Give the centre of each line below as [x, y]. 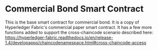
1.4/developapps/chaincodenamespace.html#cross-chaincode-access [76, 42]
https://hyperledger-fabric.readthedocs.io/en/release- [59, 37]
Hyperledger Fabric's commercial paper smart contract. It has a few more [79, 27]
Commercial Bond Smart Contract [74, 9]
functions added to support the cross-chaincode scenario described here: [79, 32]
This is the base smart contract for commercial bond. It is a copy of [72, 22]
